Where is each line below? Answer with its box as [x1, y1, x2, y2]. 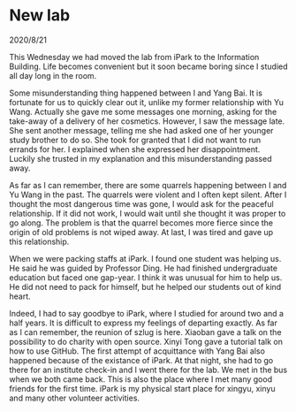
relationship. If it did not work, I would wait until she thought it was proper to [9, 208, 286, 218]
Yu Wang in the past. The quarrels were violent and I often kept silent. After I [9, 189, 287, 200]
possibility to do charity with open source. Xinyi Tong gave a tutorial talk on [9, 336, 283, 347]
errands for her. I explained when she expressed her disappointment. [9, 143, 261, 155]
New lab [9, 5, 71, 26]
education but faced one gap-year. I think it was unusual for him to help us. [9, 271, 283, 283]
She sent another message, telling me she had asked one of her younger [9, 125, 274, 135]
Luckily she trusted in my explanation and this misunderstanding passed [9, 153, 272, 164]
